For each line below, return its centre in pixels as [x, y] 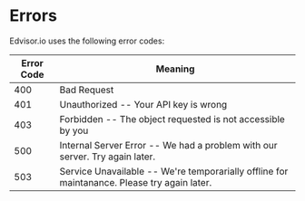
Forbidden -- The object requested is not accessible [172, 119]
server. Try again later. [108, 157]
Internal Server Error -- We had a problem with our [169, 145]
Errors [33, 16]
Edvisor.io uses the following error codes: [87, 41]
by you [74, 130]
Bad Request [87, 90]
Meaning [175, 69]
